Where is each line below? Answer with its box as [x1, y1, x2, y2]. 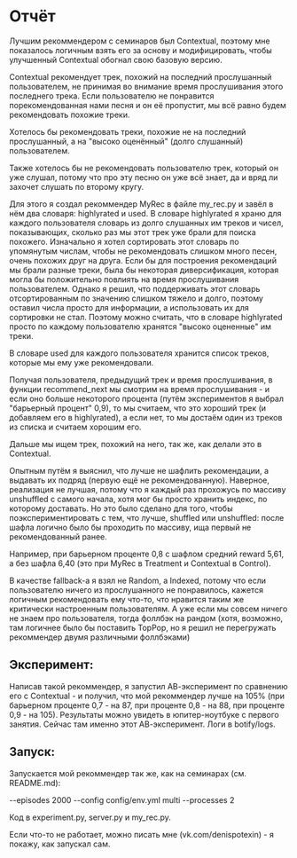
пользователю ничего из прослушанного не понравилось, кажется [9, 584, 264, 595]
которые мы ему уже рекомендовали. [9, 357, 154, 367]
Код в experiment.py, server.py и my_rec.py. [9, 812, 171, 823]
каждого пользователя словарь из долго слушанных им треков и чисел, [9, 217, 284, 228]
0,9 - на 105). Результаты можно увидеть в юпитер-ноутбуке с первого [9, 709, 279, 720]
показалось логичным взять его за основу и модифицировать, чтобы [9, 44, 272, 55]
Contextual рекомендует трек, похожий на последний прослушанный [9, 71, 272, 82]
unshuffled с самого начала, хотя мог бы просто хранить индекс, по [9, 493, 268, 504]
